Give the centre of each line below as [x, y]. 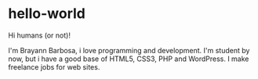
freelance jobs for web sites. [54, 66]
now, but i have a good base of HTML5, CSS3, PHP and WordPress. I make [129, 59]
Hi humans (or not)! [39, 35]
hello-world [47, 14]
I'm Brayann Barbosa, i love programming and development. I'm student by [129, 50]
